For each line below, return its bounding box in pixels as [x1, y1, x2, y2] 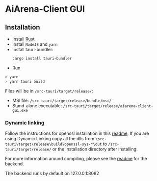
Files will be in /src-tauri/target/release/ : [5, 88, 93, 94]
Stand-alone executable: [12, 102, 62, 109]
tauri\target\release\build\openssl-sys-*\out [5, 142, 102, 147]
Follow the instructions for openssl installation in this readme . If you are [5, 130, 149, 136]
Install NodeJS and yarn [12, 41, 58, 47]
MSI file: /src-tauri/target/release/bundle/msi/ [12, 97, 112, 103]
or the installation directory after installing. [52, 146, 138, 152]
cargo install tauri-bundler [12, 56, 72, 61]
